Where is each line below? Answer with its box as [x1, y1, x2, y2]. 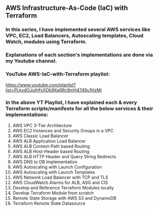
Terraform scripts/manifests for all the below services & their [5, 105, 153, 112]
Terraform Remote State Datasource [12, 200, 86, 206]
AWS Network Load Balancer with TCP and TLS [12, 174, 109, 180]
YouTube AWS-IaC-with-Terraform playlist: [5, 71, 110, 78]
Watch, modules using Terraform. [5, 39, 87, 45]
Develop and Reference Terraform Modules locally [12, 185, 114, 190]
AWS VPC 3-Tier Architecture [12, 122, 72, 128]
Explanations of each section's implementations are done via [5, 51, 153, 58]
